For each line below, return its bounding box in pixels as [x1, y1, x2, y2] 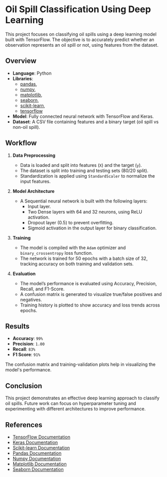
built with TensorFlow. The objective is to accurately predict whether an [5, 37, 154, 43]
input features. [20, 178, 51, 184]
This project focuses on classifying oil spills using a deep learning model [5, 31, 157, 37]
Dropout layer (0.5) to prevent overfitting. [27, 219, 114, 225]
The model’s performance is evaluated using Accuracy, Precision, [20, 280, 157, 286]
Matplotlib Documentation [12, 461, 67, 467]
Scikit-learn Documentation [12, 445, 70, 451]
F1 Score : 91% [12, 352, 40, 358]
